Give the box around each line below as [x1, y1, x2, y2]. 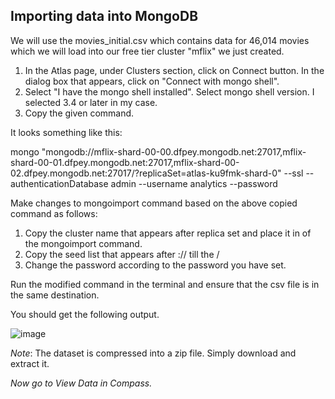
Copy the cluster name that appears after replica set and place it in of [24, 227, 312, 239]
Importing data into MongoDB [10, 8, 199, 25]
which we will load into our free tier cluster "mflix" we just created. [10, 45, 285, 57]
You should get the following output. [10, 308, 160, 320]
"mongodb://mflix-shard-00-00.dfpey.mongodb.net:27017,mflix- [41, 145, 307, 158]
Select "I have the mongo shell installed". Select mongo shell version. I [24, 85, 315, 98]
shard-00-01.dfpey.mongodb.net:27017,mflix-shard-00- [10, 156, 240, 168]
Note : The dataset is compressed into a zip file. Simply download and [10, 347, 297, 359]
